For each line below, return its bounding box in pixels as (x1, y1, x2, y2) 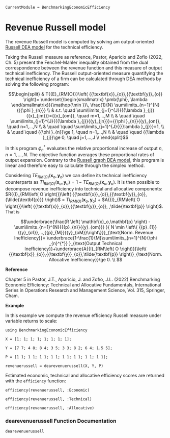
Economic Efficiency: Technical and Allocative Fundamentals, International (5, 281, 161, 288)
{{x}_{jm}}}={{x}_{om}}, (26, 112, 76, 118)
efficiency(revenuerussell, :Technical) (5, 396, 93, 402)
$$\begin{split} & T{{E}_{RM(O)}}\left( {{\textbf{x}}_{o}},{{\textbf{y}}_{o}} (8, 91, 163, 97)
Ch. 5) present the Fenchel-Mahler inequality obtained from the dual (5, 59, 149, 65)
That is (5, 208, 20, 214)
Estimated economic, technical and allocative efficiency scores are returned (5, 372, 164, 378)
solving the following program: (5, 81, 70, 87)
